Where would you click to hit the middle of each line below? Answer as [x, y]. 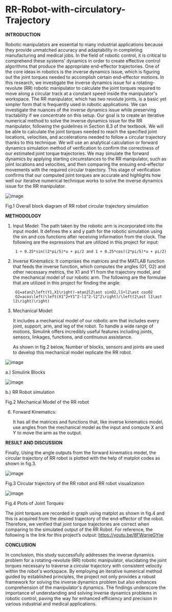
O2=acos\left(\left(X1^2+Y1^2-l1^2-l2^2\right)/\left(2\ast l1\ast [89, 297]
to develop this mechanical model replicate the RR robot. [72, 352]
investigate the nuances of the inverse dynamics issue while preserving [81, 110]
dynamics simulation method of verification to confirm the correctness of [82, 148]
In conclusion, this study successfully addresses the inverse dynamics [80, 555]
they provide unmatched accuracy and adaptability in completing [74, 50]
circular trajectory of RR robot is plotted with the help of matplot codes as [83, 458]
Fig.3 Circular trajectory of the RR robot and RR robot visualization [75, 483]
